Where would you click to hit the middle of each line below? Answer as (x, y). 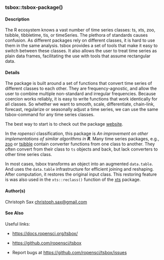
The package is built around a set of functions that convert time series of (79, 83)
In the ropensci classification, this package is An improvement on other (77, 133)
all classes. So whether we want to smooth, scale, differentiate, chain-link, (80, 104)
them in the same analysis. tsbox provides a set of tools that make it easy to (82, 46)
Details (12, 72)
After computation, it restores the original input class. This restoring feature (81, 174)
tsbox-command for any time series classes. (50, 115)
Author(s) (15, 191)
